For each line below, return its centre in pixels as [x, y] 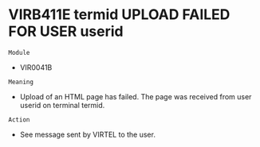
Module [19, 52]
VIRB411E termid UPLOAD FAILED [119, 15]
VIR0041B [36, 67]
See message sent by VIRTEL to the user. [87, 134]
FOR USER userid [66, 31]
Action [19, 120]
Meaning [21, 82]
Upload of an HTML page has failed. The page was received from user [136, 96]
